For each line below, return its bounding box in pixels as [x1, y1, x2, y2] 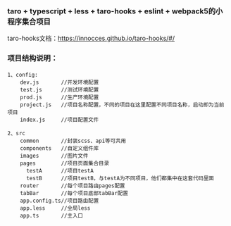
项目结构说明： [7, 54, 58, 63]
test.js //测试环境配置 [20, 86, 99, 93]
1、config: [7, 71, 39, 78]
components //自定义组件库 [20, 144, 99, 152]
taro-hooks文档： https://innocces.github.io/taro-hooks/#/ [7, 34, 175, 43]
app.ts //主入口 [20, 212, 83, 219]
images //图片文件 [20, 152, 89, 159]
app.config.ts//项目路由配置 [20, 197, 99, 204]
